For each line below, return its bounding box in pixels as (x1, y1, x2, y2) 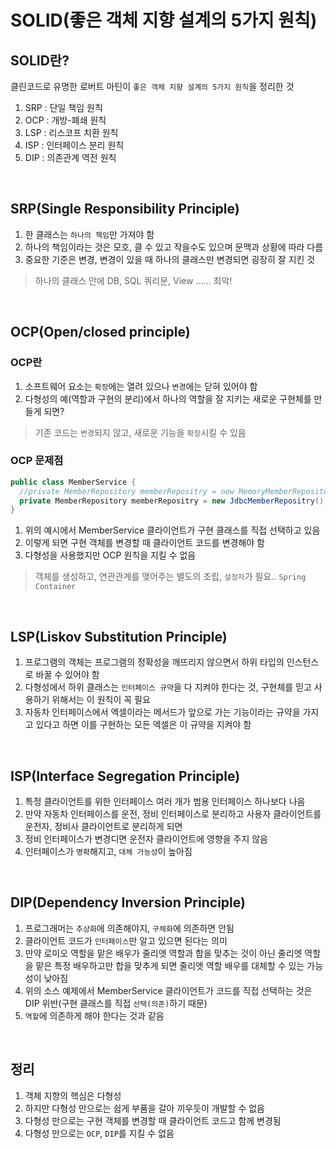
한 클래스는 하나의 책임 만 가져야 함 (24, 228, 155, 240)
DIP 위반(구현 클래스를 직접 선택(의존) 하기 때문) (24, 997, 208, 1009)
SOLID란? (10, 52, 70, 69)
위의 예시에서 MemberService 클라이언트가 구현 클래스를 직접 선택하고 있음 (24, 524, 321, 536)
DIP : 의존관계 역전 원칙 (24, 152, 117, 163)
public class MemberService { (10, 477, 137, 487)
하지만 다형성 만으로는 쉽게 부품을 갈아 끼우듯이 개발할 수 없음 (24, 1102, 265, 1114)
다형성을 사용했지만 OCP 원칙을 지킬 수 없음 (24, 549, 197, 561)
